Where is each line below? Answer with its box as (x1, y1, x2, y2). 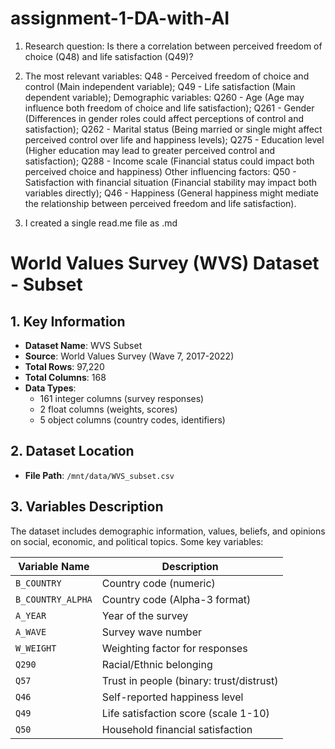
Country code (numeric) (101, 576, 216, 590)
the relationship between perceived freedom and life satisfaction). (24, 197, 297, 209)
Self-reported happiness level (101, 690, 244, 704)
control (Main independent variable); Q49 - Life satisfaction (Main (24, 80, 296, 92)
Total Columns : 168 (24, 371, 107, 383)
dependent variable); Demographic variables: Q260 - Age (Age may (24, 91, 305, 103)
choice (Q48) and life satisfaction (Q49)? (24, 50, 194, 62)
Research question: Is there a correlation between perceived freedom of (24, 40, 323, 52)
